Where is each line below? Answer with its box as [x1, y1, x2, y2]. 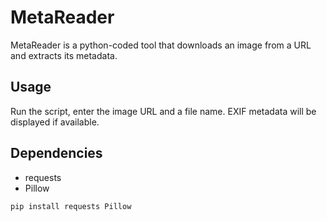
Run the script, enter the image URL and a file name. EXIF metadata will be [10, 105, 317, 117]
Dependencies [10, 145, 103, 162]
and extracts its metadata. [10, 49, 118, 61]
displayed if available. [10, 116, 100, 128]
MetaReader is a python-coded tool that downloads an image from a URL [10, 39, 312, 51]
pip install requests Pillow [10, 201, 132, 211]
